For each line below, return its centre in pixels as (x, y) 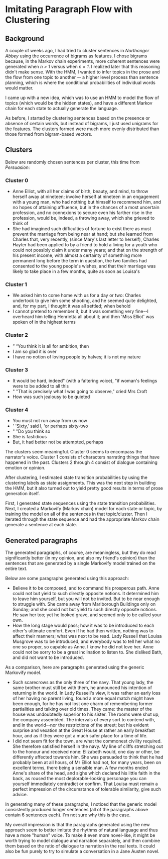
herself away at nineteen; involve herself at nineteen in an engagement (86, 197)
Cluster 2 (17, 335)
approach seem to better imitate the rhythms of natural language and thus (81, 830)
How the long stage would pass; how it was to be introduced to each (83, 626)
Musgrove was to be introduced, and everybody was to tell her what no (86, 641)
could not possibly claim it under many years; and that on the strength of (88, 250)
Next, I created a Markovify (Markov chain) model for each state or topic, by (84, 509)
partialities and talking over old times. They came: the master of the (82, 709)
